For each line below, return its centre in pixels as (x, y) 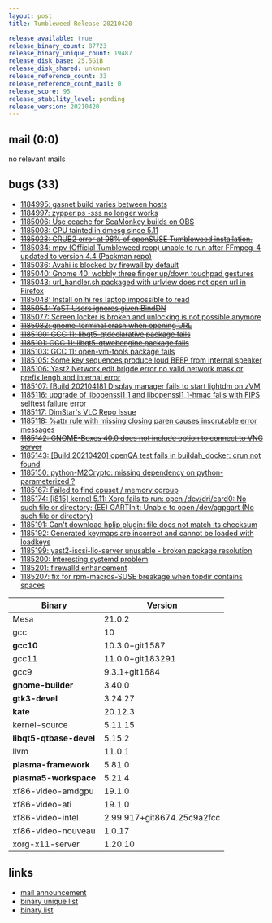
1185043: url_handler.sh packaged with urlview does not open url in (133, 282)
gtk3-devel (35, 698)
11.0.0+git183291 (140, 658)
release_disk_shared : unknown (60, 69)
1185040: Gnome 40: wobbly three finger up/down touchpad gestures (137, 273)
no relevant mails (37, 159)
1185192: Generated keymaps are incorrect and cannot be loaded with (137, 533)
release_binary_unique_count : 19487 (70, 54)
